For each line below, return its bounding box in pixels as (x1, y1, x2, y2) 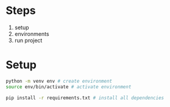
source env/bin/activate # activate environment (5, 83, 132, 90)
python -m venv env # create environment (5, 78, 113, 84)
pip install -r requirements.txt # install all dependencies (5, 95, 165, 101)
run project (14, 36, 43, 44)
